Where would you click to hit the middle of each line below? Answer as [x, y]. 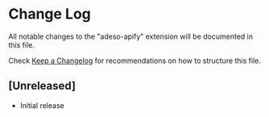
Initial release [42, 105]
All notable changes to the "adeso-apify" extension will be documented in [131, 36]
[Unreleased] [42, 86]
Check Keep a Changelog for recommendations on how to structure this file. [135, 61]
